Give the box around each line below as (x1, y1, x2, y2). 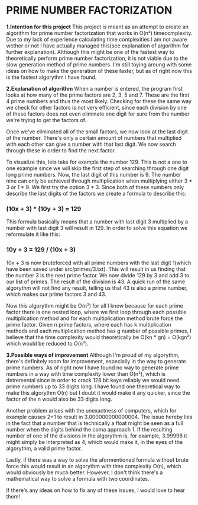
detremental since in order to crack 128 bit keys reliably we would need (6, 376, 180, 383)
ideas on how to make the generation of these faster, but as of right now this (6, 67, 192, 74)
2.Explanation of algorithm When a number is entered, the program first (6, 85, 183, 92)
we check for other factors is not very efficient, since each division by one (6, 104, 187, 111)
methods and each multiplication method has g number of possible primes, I (6, 327, 192, 334)
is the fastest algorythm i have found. (6, 73, 97, 81)
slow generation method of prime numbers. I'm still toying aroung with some (6, 60, 192, 68)
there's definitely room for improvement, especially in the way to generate (6, 357, 186, 365)
